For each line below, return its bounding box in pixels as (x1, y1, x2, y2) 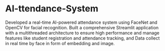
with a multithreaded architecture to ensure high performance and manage (5, 30, 159, 36)
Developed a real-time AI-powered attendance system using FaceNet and (5, 19, 157, 25)
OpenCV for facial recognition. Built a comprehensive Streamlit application (5, 24, 159, 30)
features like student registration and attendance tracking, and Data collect (5, 35, 160, 41)
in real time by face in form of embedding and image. (5, 40, 115, 46)
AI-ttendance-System (5, 3, 99, 14)
